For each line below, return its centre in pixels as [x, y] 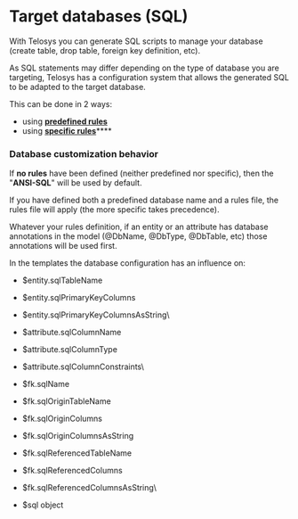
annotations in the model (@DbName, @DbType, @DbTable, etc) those [138, 236]
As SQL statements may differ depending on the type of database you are [145, 68]
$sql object [43, 505]
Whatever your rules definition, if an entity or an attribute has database [139, 227]
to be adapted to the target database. [78, 86]
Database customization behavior [84, 153]
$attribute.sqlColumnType [70, 350]
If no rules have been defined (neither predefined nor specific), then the [141, 173]
